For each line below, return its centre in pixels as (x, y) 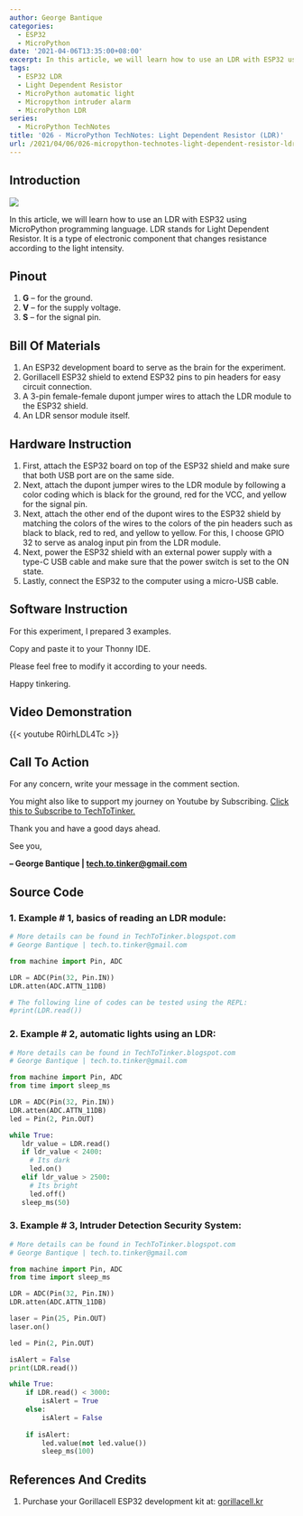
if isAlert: (48, 1435)
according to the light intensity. (67, 248)
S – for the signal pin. (62, 317)
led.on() (46, 1169)
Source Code (46, 892)
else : (36, 1410)
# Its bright (54, 1185)
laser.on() (30, 1327)
